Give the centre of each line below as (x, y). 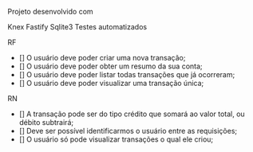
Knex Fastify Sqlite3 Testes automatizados (77, 27)
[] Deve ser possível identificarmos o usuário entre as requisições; (128, 131)
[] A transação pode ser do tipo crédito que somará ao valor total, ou (132, 114)
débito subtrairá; (46, 122)
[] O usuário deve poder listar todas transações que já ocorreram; (127, 74)
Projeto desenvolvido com (50, 12)
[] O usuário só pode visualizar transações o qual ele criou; (116, 139)
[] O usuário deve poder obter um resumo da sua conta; (111, 66)
